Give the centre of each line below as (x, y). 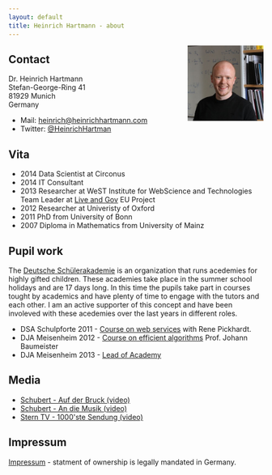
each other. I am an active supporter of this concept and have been (121, 304)
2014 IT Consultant (52, 183)
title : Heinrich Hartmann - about (67, 25)
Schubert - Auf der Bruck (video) (75, 400)
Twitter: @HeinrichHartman (66, 129)
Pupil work (36, 251)
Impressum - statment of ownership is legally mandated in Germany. (123, 462)
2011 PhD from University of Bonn (76, 217)
